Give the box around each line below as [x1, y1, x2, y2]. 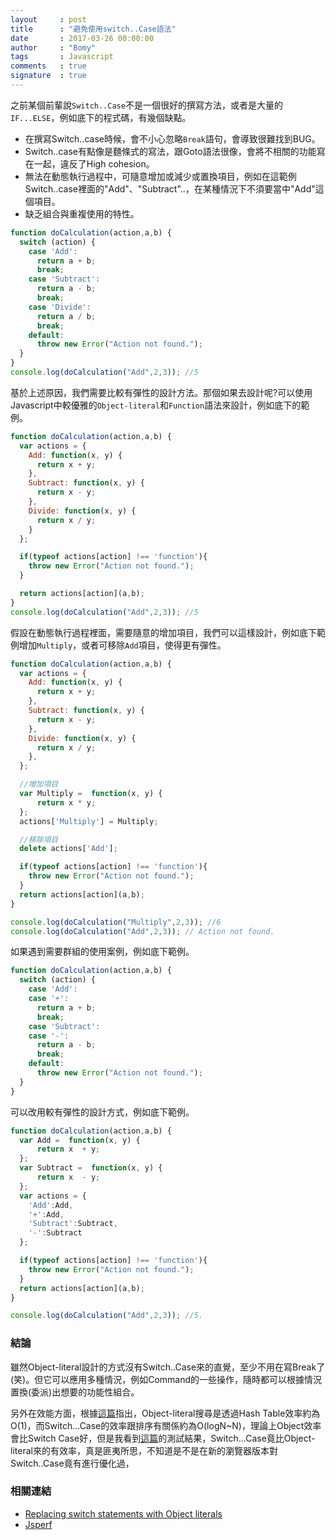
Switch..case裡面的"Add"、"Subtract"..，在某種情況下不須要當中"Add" [24, 182, 316, 195]
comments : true [10, 61, 87, 71]
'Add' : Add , [28, 1200, 74, 1210]
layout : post [10, 14, 87, 25]
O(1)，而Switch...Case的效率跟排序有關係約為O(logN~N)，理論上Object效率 [10, 1419, 322, 1431]
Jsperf [24, 1518, 53, 1530]
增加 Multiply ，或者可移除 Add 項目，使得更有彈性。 [18, 639, 227, 651]
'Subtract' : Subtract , [28, 1219, 118, 1229]
